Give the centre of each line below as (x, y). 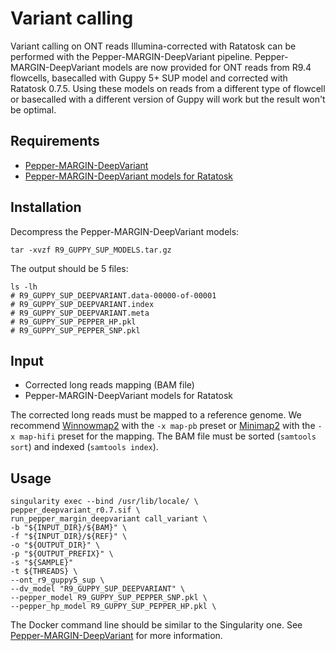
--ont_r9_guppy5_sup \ (57, 580)
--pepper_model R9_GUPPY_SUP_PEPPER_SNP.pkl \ (109, 598)
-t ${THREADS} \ (44, 572)
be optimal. (33, 109)
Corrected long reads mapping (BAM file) (109, 385)
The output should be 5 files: (69, 268)
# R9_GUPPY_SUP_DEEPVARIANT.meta (80, 313)
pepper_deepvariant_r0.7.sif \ (75, 510)
